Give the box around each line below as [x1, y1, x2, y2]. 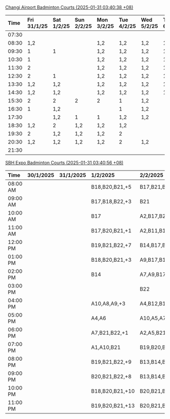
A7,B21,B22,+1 [91, 329, 129, 336]
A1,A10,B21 [91, 344, 121, 351]
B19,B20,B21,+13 [91, 402, 135, 409]
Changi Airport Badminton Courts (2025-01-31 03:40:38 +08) [5, 5, 134, 10]
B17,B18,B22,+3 [91, 198, 132, 205]
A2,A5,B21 [140, 329, 166, 336]
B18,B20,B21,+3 [91, 256, 132, 263]
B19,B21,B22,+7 [91, 242, 132, 249]
